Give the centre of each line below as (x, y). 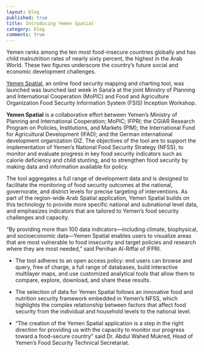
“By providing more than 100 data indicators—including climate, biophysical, (102, 229)
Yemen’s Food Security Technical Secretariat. (72, 343)
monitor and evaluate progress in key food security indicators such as (94, 154)
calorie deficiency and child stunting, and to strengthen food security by (97, 160)
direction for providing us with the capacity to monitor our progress (100, 330)
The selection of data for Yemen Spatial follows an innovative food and (104, 292)
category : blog (26, 29)
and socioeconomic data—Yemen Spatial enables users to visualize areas (99, 236)
